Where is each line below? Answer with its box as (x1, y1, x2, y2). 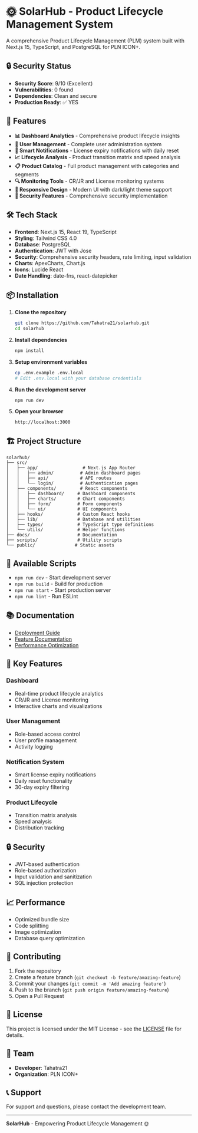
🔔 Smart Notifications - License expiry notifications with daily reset (14, 147, 179, 154)
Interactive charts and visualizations (14, 702, 103, 709)
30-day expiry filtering (14, 783, 70, 791)
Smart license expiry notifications (14, 771, 96, 778)
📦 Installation (6, 290, 59, 300)
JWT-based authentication (14, 861, 80, 868)
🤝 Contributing (6, 951, 61, 962)
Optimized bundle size (14, 916, 70, 923)
